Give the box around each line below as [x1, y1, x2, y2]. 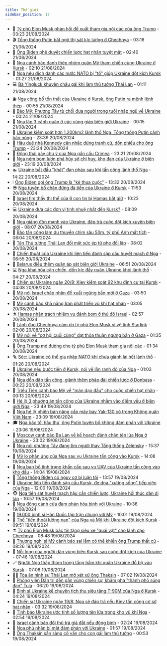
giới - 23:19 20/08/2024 [12, 161, 62, 167]
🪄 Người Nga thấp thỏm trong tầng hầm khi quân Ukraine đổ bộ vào [12, 559, 152, 565]
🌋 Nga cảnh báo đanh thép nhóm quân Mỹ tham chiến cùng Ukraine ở [12, 59, 156, 65]
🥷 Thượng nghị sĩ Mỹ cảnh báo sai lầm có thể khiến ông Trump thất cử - [12, 538, 160, 544]
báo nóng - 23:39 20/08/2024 [12, 134, 75, 140]
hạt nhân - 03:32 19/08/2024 [12, 604, 72, 610]
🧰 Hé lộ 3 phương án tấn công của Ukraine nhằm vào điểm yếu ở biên [12, 398, 155, 404]
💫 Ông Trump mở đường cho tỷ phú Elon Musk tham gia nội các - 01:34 [12, 343, 158, 349]
